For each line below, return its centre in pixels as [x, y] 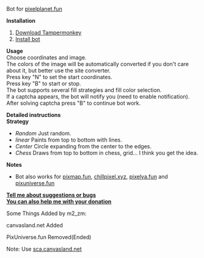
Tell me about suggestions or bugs [51, 195]
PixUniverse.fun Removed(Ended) [49, 237]
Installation [21, 21]
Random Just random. [43, 133]
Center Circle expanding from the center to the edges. [83, 146]
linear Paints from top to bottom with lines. [68, 140]
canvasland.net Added [35, 225]
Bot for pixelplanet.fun [34, 9]
